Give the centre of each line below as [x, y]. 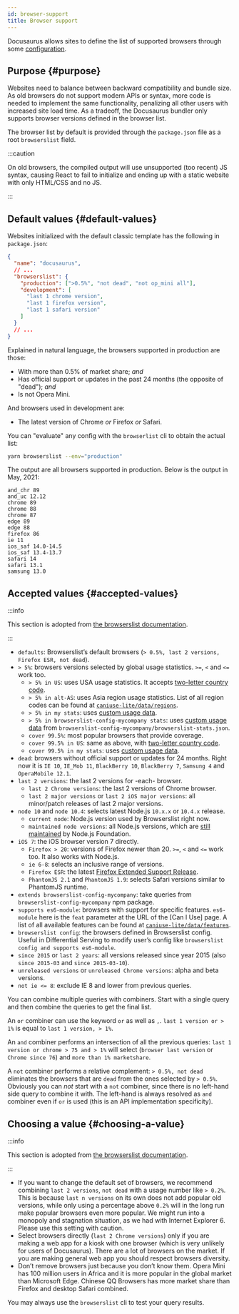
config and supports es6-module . [67, 948]
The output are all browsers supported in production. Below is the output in [118, 470]
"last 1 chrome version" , [65, 297]
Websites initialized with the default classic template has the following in [113, 236]
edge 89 [19, 521]
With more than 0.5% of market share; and [81, 371]
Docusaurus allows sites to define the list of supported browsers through [115, 41]
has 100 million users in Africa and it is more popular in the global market [124, 1273]
